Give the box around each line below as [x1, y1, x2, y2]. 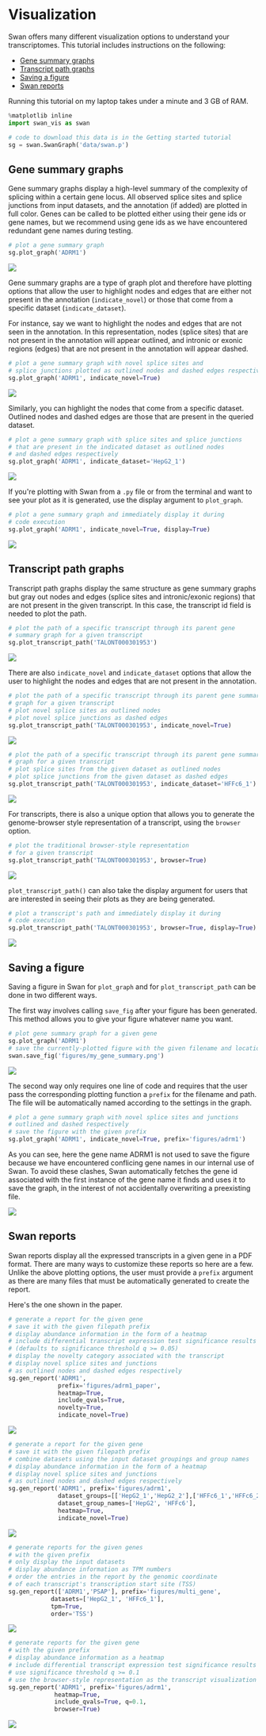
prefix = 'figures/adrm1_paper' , [58, 1381, 161, 1390]
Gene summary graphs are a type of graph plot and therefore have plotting [8, 278, 252, 287]
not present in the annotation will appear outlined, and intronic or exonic [8, 336, 243, 345]
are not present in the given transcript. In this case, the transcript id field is [8, 600, 252, 610]
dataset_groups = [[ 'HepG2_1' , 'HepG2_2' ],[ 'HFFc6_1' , [58, 1492, 232, 1500]
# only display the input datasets [8, 1558, 126, 1566]
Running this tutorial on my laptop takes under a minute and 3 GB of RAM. [8, 96, 249, 106]
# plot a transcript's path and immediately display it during [8, 909, 222, 918]
